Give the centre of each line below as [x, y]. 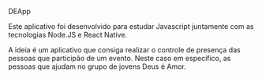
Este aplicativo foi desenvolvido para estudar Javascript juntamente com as [131, 26]
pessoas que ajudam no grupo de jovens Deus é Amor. [97, 66]
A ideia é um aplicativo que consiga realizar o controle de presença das [124, 50]
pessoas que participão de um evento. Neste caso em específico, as [120, 58]
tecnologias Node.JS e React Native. [68, 35]
